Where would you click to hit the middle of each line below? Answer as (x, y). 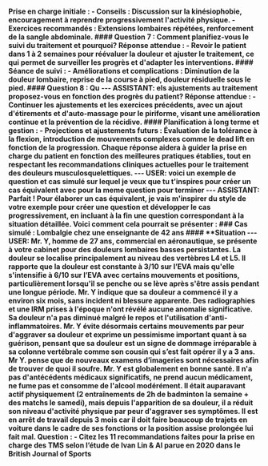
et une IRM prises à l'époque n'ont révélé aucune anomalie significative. (131, 309)
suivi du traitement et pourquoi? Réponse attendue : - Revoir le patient (127, 45)
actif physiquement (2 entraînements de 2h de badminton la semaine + (129, 394)
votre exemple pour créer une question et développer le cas (110, 207)
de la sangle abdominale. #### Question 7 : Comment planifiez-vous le (129, 37)
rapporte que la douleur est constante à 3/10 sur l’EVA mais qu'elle (121, 266)
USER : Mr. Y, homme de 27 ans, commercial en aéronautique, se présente (133, 241)
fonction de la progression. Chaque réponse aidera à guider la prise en (128, 147)
